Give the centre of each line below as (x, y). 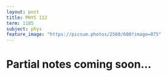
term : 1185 (20, 23)
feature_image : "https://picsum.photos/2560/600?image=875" (84, 35)
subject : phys (24, 29)
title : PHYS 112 (27, 18)
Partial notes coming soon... (79, 65)
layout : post (23, 12)
